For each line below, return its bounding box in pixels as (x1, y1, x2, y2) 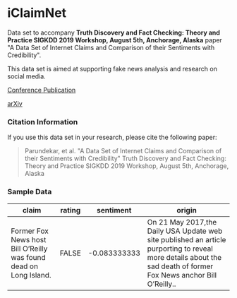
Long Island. (11, 270, 51, 280)
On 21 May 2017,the (147, 217, 217, 227)
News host (11, 234, 47, 244)
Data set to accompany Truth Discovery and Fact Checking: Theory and (7, 28, 221, 37)
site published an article (147, 234, 226, 244)
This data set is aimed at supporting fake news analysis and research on (7, 64, 217, 73)
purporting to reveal (147, 244, 213, 254)
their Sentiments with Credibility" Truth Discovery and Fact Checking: (24, 154, 227, 163)
